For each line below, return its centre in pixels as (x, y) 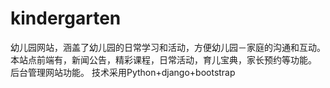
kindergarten (66, 18)
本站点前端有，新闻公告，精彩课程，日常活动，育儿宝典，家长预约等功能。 (163, 59)
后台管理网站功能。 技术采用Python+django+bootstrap (123, 72)
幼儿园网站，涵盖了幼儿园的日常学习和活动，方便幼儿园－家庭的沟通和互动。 (168, 47)
